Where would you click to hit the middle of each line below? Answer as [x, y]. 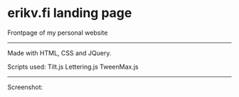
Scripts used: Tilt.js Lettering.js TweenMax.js [73, 67]
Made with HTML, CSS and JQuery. [59, 53]
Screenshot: [25, 87]
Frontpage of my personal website [58, 33]
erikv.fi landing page [70, 13]
